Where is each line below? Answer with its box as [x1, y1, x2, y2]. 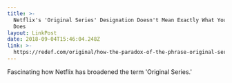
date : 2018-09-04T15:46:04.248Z [7, 36, 100, 43]
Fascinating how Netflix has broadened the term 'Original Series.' [7, 67, 192, 76]
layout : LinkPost [7, 29, 57, 37]
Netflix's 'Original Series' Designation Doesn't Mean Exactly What [13, 17, 215, 24]
